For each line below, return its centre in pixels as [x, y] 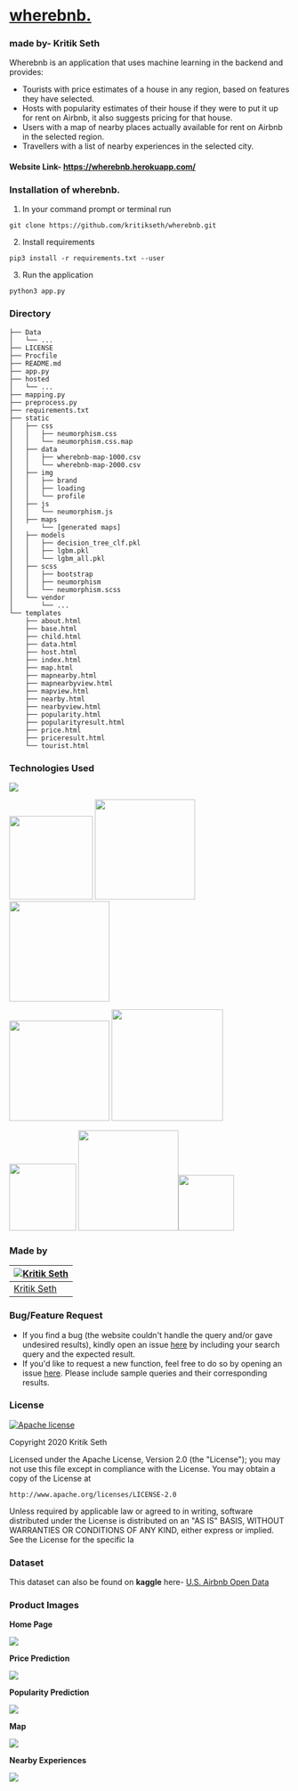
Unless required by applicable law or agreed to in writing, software [131, 1511]
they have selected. [58, 99]
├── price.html [53, 730]
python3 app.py [37, 292]
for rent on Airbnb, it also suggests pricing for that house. [127, 118]
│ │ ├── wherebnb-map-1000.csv [75, 457]
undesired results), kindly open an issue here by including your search [151, 1344]
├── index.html [53, 660]
